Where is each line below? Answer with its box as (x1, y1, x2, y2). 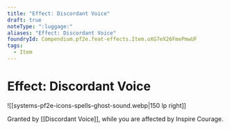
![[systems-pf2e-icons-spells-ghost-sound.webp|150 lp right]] (7, 101, 186, 109)
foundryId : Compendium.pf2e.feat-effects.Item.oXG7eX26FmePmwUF (7, 36, 197, 43)
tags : (7, 42, 23, 49)
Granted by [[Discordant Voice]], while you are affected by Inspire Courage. (7, 115, 224, 123)
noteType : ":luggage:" (7, 23, 73, 30)
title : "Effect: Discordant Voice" (7, 10, 110, 17)
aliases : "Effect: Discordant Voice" (7, 29, 117, 37)
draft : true (7, 17, 42, 24)
